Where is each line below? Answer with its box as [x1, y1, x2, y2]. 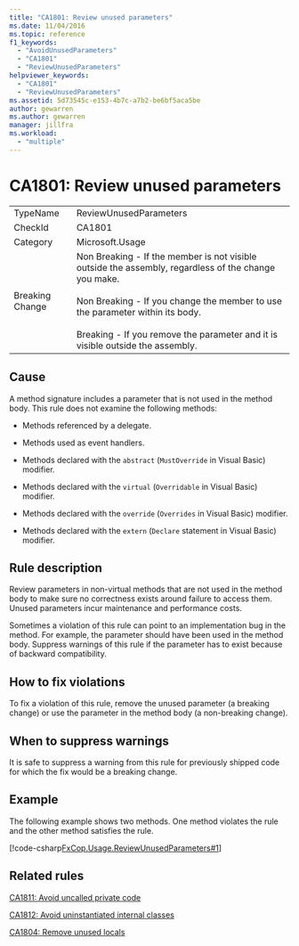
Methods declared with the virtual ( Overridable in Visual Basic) [21, 481, 258, 492]
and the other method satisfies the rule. [9, 825, 154, 836]
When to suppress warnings [9, 733, 169, 748]
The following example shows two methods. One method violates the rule [9, 816, 279, 827]
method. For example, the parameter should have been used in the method [9, 630, 284, 640]
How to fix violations [9, 674, 125, 689]
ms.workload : [9, 129, 58, 138]
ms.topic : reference [9, 29, 86, 38]
